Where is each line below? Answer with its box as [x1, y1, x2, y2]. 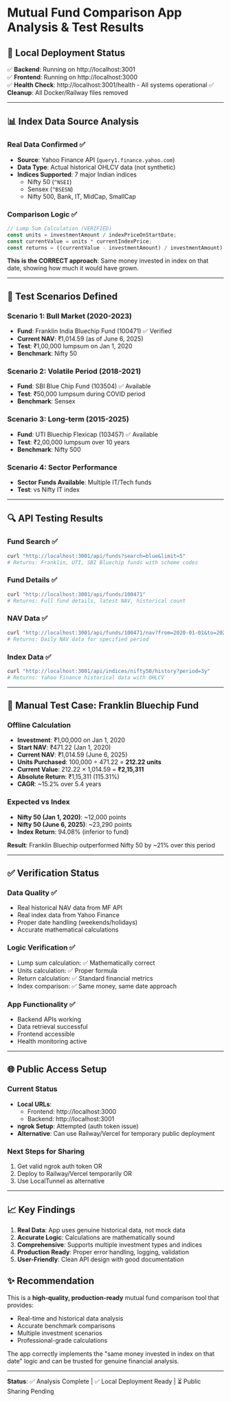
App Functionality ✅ [7, 999, 76, 1009]
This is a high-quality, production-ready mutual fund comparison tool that [7, 1293, 219, 1301]
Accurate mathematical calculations [16, 925, 119, 934]
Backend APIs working [16, 1015, 81, 1023]
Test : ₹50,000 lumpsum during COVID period [16, 390, 146, 398]
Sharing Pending [7, 1387, 54, 1395]
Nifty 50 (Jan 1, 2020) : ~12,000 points [16, 812, 126, 821]
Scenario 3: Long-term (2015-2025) [7, 414, 129, 424]
